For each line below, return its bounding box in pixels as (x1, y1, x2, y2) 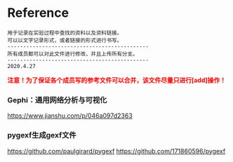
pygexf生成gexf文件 (7, 130, 76, 140)
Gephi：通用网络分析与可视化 (7, 95, 107, 104)
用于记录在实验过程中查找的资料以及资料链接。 (7, 29, 123, 36)
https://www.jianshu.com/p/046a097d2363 (7, 112, 133, 120)
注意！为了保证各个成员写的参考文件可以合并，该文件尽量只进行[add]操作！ (7, 76, 227, 84)
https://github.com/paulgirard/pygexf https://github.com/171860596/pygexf (7, 147, 226, 155)
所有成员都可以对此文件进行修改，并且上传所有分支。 (7, 50, 138, 58)
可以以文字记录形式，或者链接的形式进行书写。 (7, 36, 123, 43)
